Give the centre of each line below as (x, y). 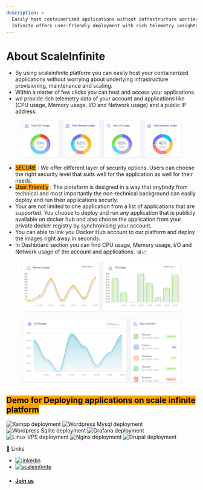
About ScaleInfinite (56, 56)
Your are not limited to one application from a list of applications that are (105, 206)
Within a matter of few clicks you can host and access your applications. (105, 92)
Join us (24, 480)
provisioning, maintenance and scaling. (64, 86)
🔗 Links (15, 449)
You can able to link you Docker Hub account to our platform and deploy (105, 232)
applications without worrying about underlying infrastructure (92, 79)
